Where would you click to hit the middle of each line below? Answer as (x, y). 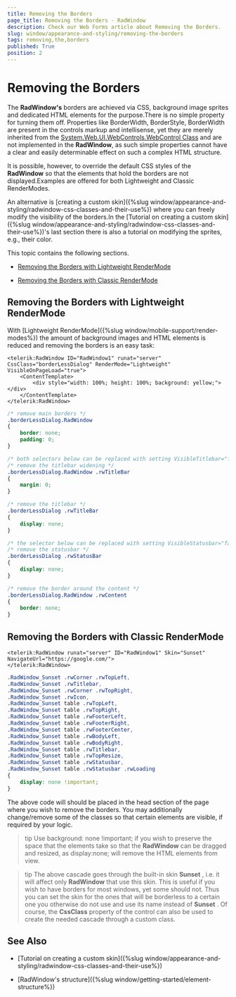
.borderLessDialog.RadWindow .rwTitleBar (69, 472)
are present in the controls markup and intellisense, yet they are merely (110, 129)
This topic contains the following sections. (68, 253)
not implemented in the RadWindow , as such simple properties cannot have (117, 144)
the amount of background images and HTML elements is (123, 338)
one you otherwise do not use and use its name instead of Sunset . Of (126, 904)
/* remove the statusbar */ (48, 550)
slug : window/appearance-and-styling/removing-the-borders (96, 33)
